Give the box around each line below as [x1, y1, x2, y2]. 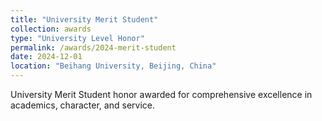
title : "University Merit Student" [10, 14, 159, 25]
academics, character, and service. [10, 99, 155, 111]
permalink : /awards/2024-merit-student [10, 42, 177, 53]
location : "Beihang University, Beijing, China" [10, 61, 217, 71]
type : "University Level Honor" [10, 33, 145, 43]
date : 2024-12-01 [10, 52, 83, 62]
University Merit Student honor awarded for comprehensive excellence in [10, 89, 313, 100]
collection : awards [10, 24, 92, 34]
